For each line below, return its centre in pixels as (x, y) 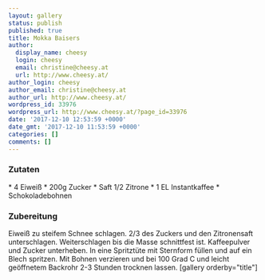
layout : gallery (35, 16)
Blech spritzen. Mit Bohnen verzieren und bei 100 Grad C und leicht (119, 259)
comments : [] (30, 142)
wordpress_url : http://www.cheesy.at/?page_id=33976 (98, 112)
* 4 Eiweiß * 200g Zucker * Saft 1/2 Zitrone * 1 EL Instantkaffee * (114, 187)
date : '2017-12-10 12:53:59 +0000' (67, 120)
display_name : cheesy (51, 53)
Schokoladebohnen (40, 195)
